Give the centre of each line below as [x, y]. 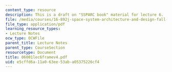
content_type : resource [31, 10]
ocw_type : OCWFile [25, 39]
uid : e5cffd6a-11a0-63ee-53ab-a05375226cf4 [52, 62]
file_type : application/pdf [35, 24]
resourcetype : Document [31, 52]
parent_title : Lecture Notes [36, 43]
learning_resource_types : [33, 29]
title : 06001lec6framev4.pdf [36, 57]
